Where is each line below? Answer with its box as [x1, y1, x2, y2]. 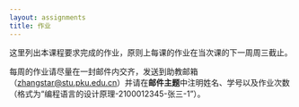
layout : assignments [9, 12, 87, 22]
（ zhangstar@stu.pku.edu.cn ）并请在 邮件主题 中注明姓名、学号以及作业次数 [9, 77, 290, 87]
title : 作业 [9, 21, 51, 30]
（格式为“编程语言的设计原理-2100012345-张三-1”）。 [9, 88, 206, 99]
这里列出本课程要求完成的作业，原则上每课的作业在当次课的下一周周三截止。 [9, 46, 293, 58]
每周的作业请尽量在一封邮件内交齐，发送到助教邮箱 [9, 66, 198, 77]
